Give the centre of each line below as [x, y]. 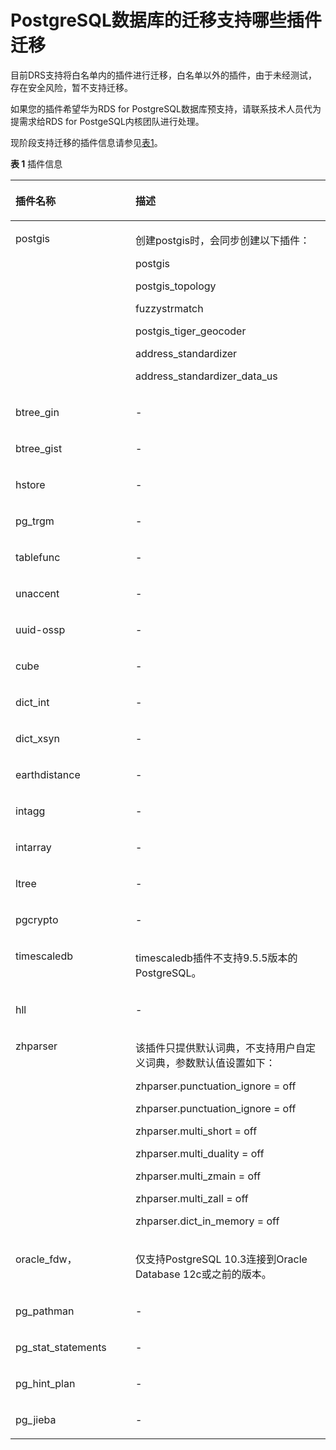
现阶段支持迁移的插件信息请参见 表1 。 [86, 142]
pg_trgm [35, 521]
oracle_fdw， [46, 1259]
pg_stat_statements [61, 1347]
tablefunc [38, 557]
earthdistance [48, 774]
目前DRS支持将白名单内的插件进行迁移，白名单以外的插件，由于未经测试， [164, 75]
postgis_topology [175, 286]
